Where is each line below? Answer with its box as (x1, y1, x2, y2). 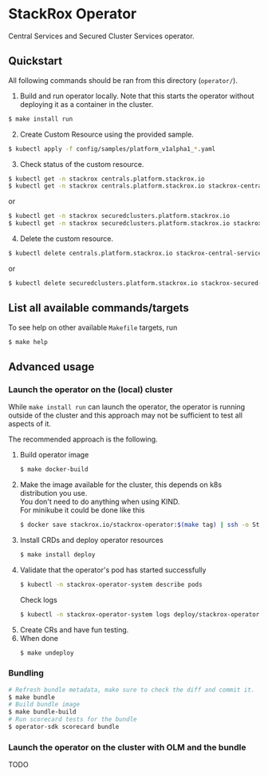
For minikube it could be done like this (19, 505, 145, 515)
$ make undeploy (19, 648, 74, 657)
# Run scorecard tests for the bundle (8, 715, 137, 723)
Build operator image (19, 450, 89, 460)
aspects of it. (8, 419, 52, 429)
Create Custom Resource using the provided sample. (19, 129, 194, 139)
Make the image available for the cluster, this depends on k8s (19, 480, 222, 489)
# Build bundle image (8, 700, 81, 709)
